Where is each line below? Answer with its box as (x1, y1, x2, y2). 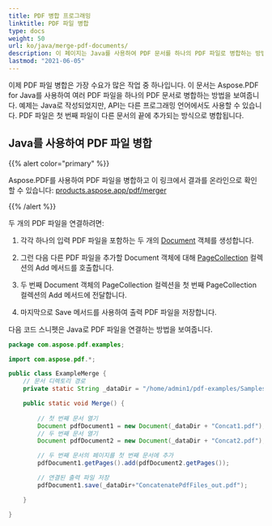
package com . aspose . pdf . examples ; (8, 341, 125, 349)
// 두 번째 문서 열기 (37, 430, 99, 438)
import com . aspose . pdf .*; (8, 355, 96, 363)
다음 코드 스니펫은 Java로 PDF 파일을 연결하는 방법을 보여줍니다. (8, 325, 213, 334)
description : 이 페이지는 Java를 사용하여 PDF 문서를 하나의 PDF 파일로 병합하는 (8, 49, 253, 57)
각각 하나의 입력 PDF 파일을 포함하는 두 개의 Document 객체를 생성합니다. (19, 235, 254, 245)
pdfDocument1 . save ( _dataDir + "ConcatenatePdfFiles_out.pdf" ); (37, 481, 249, 490)
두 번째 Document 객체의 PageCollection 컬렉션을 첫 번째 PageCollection (19, 280, 257, 290)
